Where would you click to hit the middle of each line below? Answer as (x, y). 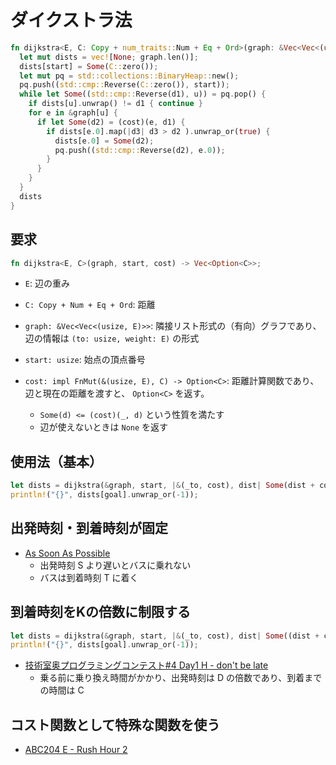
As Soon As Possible (67, 553)
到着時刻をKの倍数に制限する (101, 612)
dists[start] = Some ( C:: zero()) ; (89, 66)
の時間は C (62, 690)
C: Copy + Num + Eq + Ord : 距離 (90, 305)
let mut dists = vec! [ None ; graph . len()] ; (109, 57)
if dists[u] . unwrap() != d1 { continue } (115, 104)
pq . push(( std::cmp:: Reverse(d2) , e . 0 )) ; (140, 150)
